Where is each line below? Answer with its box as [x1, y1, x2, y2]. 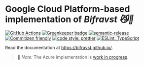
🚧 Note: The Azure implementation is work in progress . [17, 54, 129, 60]
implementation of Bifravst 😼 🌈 [5, 14, 134, 25]
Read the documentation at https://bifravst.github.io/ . [5, 44, 113, 50]
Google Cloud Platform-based [5, 3, 130, 15]
